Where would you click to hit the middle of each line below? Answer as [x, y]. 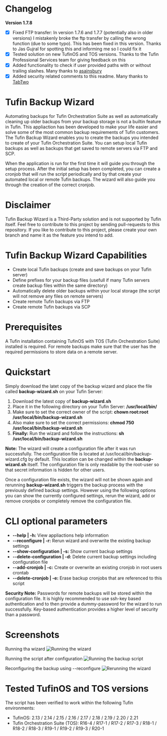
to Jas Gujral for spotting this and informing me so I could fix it [77, 49]
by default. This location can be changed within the [81, 459]
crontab [21, 572]
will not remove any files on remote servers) [58, 296]
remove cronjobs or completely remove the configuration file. [68, 501]
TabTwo [21, 82]
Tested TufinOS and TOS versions [77, 688]
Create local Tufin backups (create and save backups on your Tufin [82, 269]
